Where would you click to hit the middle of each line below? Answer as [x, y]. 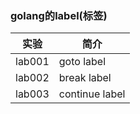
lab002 [32, 78]
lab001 [32, 62]
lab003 [32, 94]
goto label [82, 62]
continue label [92, 94]
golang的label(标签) [59, 15]
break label [85, 78]
